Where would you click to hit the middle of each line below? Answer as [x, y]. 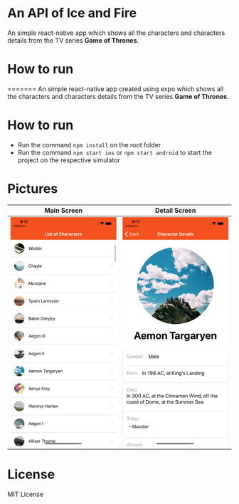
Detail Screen [176, 211]
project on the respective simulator [69, 160]
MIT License [26, 494]
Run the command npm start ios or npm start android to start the [115, 152]
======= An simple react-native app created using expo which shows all [116, 89]
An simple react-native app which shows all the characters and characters [116, 33]
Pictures [33, 189]
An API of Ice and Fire [72, 13]
